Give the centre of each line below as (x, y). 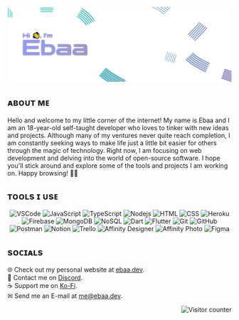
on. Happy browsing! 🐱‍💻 (43, 173)
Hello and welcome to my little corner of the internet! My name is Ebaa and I (118, 120)
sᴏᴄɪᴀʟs (25, 252)
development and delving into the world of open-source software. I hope (114, 158)
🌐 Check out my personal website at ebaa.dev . (76, 270)
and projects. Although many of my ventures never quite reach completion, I (119, 135)
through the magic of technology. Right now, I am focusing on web (105, 150)
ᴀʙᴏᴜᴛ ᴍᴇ (28, 103)
